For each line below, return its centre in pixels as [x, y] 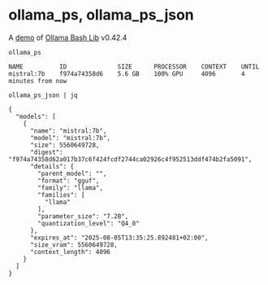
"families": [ [61, 195]
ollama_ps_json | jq [43, 95]
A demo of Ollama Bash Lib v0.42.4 [68, 37]
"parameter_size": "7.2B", [83, 216]
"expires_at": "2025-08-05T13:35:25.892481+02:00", [119, 238]
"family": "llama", [71, 188]
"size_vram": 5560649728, [73, 245]
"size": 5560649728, [65, 145]
